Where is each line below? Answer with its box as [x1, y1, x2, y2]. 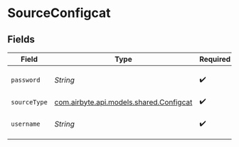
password [11, 76, 41, 84]
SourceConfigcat [7, 5, 112, 21]
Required [198, 55, 231, 64]
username [11, 120, 41, 128]
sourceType [11, 98, 48, 106]
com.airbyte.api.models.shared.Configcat [54, 97, 193, 107]
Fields [7, 33, 36, 45]
